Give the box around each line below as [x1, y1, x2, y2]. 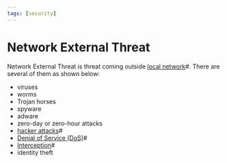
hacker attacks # [16, 126, 63, 134]
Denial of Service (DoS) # [16, 134, 88, 142]
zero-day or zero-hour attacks [16, 119, 103, 127]
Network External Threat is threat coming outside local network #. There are [7, 62, 220, 71]
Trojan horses [16, 97, 56, 105]
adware [16, 112, 39, 120]
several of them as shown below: [7, 69, 101, 77]
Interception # [16, 141, 55, 149]
